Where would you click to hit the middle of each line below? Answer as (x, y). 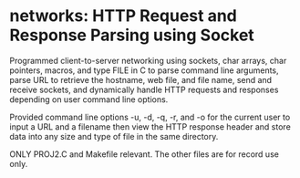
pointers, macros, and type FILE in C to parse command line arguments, (145, 70)
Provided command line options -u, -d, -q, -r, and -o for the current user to (150, 117)
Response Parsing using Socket (132, 35)
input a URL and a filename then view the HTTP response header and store (150, 126)
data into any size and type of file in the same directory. (114, 136)
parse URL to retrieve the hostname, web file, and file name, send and (140, 79)
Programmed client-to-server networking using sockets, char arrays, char (148, 60)
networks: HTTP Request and (123, 16)
